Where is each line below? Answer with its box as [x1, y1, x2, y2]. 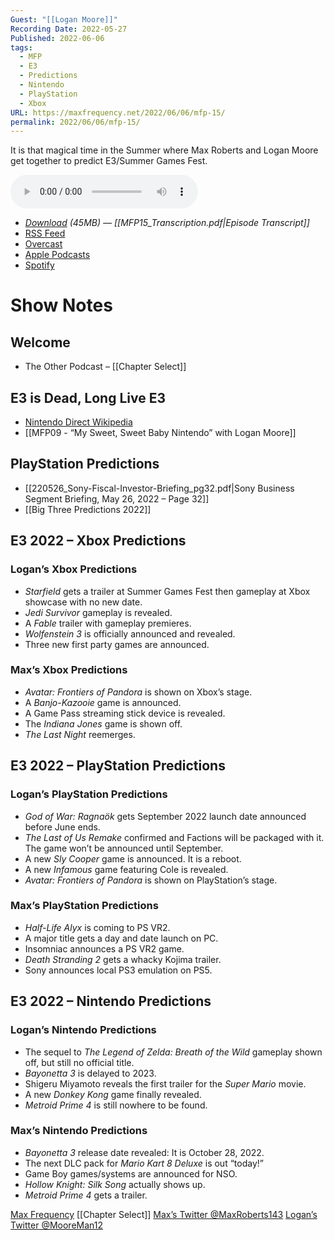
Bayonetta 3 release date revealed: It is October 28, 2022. [24, 1146, 265, 1158]
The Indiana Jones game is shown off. [24, 717, 183, 730]
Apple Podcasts [24, 249, 91, 261]
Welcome [10, 334, 71, 351]
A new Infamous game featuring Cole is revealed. [24, 863, 229, 875]
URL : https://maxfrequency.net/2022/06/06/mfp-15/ [10, 107, 226, 118]
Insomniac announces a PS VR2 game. [24, 942, 185, 955]
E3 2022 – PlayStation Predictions [10, 757, 226, 775]
